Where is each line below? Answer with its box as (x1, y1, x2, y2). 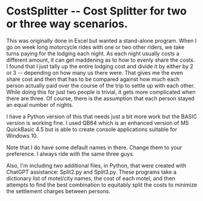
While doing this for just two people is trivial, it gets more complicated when (6, 88, 196, 95)
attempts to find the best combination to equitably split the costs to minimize (6, 181, 198, 188)
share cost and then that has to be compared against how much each (6, 75, 180, 83)
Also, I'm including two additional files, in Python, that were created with (6, 162, 187, 169)
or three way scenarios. (6, 17, 128, 31)
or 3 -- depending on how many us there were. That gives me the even (6, 69, 184, 76)
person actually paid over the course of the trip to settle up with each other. (6, 81, 195, 89)
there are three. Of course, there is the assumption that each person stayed (6, 95, 195, 102)
